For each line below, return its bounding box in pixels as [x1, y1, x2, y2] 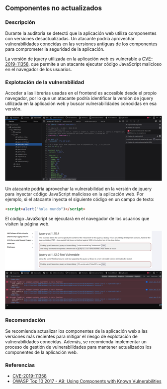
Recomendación [5, 317, 46, 324]
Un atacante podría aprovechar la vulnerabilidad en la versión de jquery [5, 186, 152, 192]
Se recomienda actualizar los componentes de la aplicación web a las [5, 328, 148, 334]
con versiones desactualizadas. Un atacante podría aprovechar [5, 35, 135, 41]
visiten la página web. [5, 221, 50, 227]
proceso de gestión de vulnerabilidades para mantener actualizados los [5, 344, 152, 350]
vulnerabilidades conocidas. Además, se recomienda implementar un [5, 338, 147, 345]
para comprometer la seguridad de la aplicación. [5, 46, 105, 52]
